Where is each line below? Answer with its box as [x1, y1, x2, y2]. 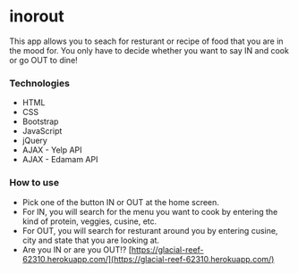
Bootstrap [21, 116, 59, 127]
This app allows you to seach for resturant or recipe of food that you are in [9, 36, 284, 46]
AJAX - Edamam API [21, 154, 98, 165]
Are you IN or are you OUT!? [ [21, 244, 132, 255]
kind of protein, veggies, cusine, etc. [21, 216, 158, 227]
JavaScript [21, 126, 63, 136]
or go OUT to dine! [9, 54, 78, 65]
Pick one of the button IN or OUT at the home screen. [21, 196, 219, 207]
